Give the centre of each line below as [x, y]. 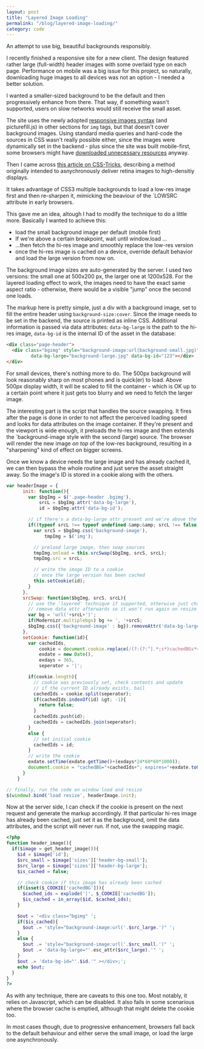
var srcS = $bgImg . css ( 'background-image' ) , [90, 530]
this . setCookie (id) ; [59, 581]
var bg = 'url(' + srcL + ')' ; [62, 615]
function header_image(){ [39, 843]
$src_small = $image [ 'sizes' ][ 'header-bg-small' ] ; [83, 860]
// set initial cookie [62, 739]
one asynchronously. [32, 1040]
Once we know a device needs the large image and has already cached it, [99, 461]
